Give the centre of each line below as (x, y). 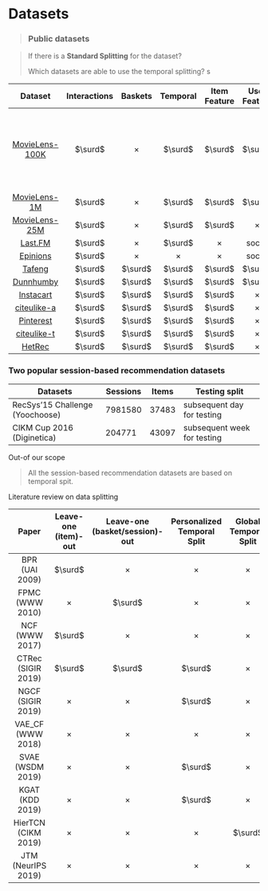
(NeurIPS (30, 865)
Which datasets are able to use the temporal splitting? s (119, 72)
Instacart (35, 295)
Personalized (196, 521)
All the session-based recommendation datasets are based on (130, 473)
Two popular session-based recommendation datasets (117, 371)
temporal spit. (51, 481)
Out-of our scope (37, 457)
